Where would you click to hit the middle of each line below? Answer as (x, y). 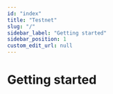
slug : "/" (21, 26)
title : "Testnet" (32, 20)
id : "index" (24, 13)
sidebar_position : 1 (37, 39)
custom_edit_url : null (40, 46)
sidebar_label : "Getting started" (57, 33)
